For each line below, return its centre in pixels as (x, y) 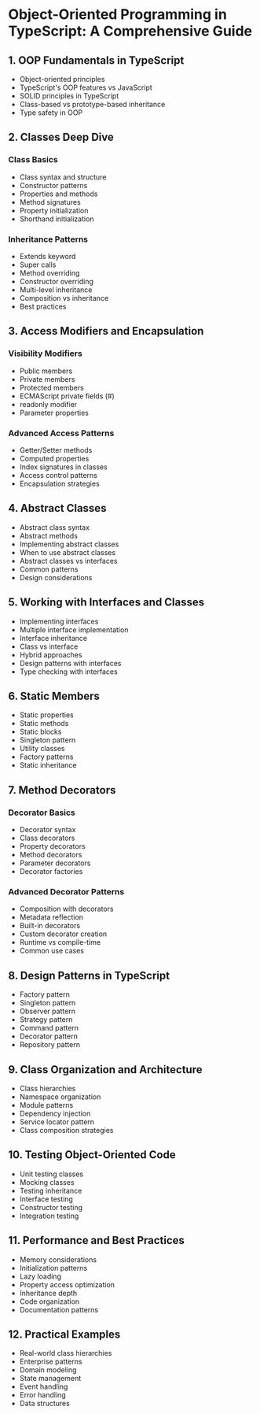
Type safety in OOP (51, 113)
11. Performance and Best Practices (96, 1240)
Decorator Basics (42, 812)
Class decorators (47, 838)
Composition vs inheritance (64, 298)
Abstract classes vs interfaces (68, 561)
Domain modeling (48, 1370)
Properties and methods (59, 194)
